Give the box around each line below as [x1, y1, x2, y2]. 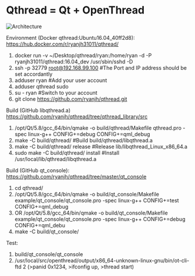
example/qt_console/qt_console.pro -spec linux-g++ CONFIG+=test [14, 197, 179, 204]
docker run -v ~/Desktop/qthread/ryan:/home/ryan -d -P [14, 52, 152, 59]
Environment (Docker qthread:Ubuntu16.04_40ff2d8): [6, 34, 135, 41]
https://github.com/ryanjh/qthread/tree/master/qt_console [6, 173, 147, 180]
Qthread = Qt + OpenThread [6, 4, 145, 17]
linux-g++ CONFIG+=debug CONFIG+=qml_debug [28, 130, 150, 138]
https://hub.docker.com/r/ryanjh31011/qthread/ [6, 40, 119, 47]
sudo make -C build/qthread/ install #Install [14, 149, 119, 156]
